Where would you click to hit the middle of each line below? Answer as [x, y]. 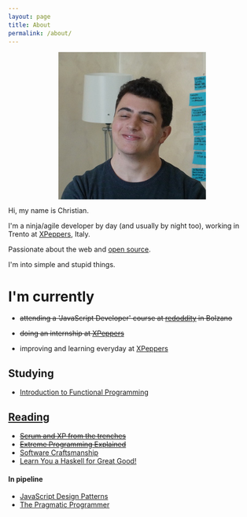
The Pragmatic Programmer [65, 505]
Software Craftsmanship [59, 453]
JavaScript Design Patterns [64, 497]
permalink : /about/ [40, 33]
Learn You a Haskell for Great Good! [78, 460]
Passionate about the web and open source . [79, 249]
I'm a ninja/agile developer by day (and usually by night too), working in [124, 226]
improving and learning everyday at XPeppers [94, 349]
